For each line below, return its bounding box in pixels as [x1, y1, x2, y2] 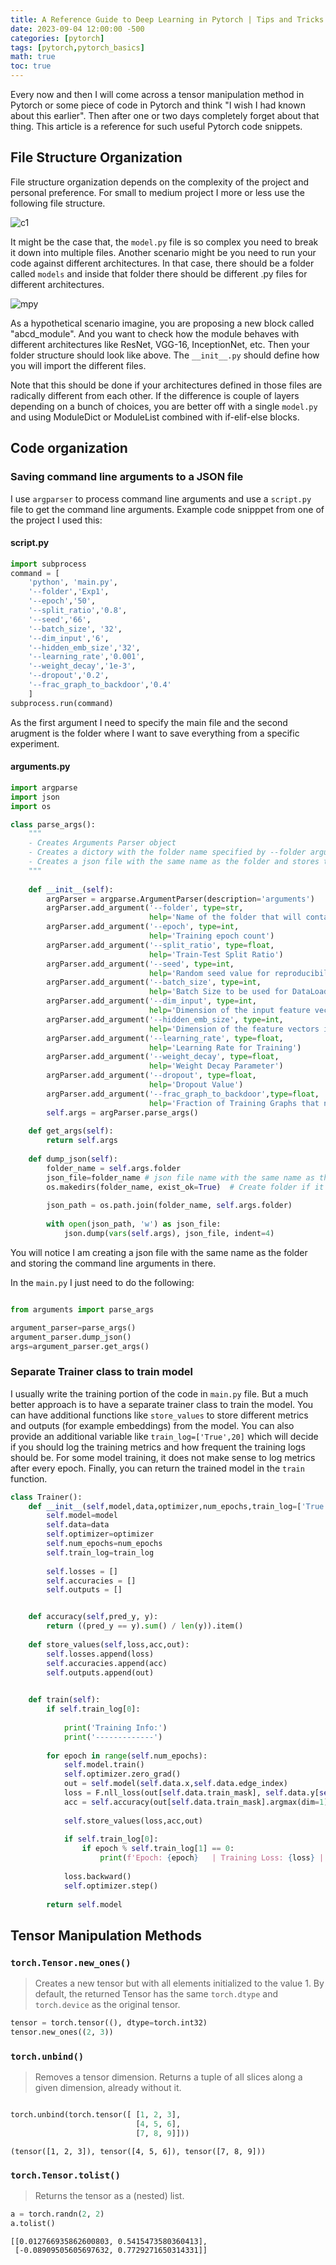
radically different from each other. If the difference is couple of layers [10, 389, 300, 401]
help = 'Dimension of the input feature [148, 1006, 311, 1016]
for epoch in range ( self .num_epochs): [46, 1751, 208, 1761]
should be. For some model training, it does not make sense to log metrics [10, 1451, 316, 1463]
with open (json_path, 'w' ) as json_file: [46, 1219, 222, 1230]
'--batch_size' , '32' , [28, 624, 123, 634]
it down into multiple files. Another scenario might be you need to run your [10, 246, 317, 258]
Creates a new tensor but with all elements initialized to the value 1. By [34, 1977, 325, 1990]
